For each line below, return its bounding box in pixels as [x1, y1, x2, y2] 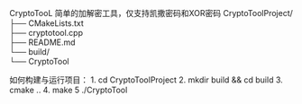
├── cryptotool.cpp [9, 28, 84, 38]
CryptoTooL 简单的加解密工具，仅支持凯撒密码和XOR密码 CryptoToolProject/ [9, 8, 293, 18]
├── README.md [9, 37, 76, 48]
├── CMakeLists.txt [9, 18, 84, 29]
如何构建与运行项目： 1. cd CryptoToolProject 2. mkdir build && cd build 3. [9, 74, 284, 85]
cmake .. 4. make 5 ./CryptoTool [9, 84, 128, 95]
